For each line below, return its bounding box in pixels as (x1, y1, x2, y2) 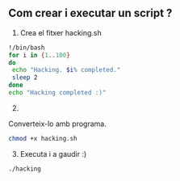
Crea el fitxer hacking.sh (19, 27, 103, 37)
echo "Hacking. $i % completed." (11, 66, 121, 74)
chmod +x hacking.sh (8, 134, 78, 142)
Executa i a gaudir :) (19, 149, 87, 158)
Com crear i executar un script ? (8, 6, 173, 20)
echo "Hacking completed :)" (8, 89, 107, 97)
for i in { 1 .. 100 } (8, 51, 70, 59)
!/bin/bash (8, 44, 45, 52)
